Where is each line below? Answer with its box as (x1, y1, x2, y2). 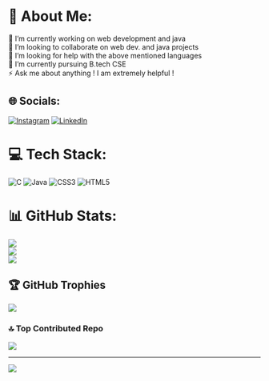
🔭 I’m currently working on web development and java (8, 34, 187, 43)
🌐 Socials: (8, 94, 61, 108)
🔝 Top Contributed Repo (8, 323, 104, 335)
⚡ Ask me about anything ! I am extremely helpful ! (8, 68, 175, 78)
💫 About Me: (8, 7, 93, 26)
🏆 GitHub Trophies (8, 279, 106, 292)
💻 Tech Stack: (8, 145, 107, 163)
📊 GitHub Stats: (8, 207, 118, 225)
